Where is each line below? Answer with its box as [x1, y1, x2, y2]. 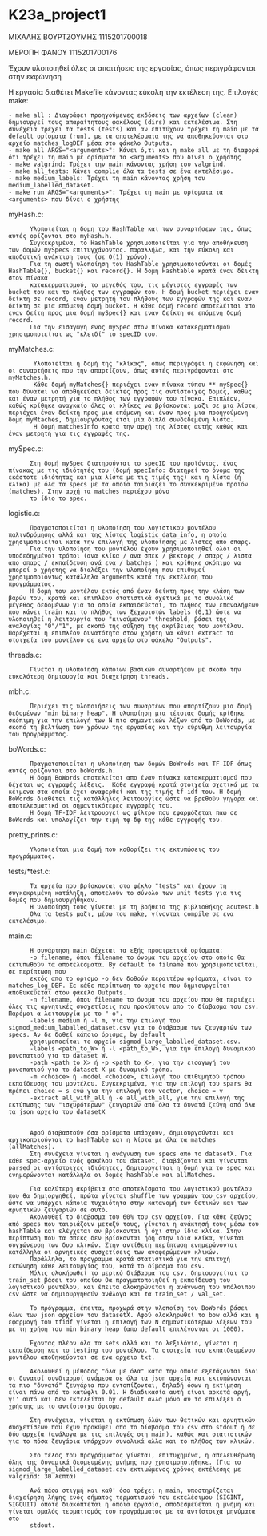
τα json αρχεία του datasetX [8, 1107, 106, 1115]
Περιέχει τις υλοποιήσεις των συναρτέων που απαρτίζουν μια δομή [29, 702, 252, 710]
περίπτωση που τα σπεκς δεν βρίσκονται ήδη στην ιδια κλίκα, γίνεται [8, 1234, 245, 1242]
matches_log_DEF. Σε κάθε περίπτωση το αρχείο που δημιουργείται [8, 982, 230, 990]
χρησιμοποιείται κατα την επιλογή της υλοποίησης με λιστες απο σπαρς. [8, 538, 252, 546]
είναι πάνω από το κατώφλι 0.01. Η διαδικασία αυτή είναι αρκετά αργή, [8, 1388, 252, 1396]
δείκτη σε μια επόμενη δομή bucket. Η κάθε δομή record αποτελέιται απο [8, 302, 256, 310]
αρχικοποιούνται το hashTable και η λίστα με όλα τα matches [8, 1135, 217, 1143]
